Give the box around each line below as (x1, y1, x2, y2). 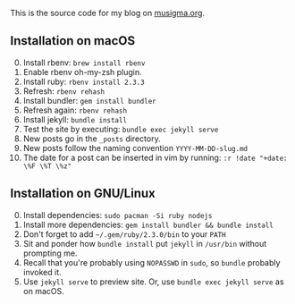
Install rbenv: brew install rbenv (22, 57, 146, 68)
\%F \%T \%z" (22, 161, 72, 171)
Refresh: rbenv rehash (22, 85, 105, 97)
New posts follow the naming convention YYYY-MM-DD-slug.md (22, 142, 249, 153)
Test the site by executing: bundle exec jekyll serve (22, 123, 219, 134)
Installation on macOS (10, 33, 136, 48)
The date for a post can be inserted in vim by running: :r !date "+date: (22, 152, 288, 163)
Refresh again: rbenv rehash (22, 105, 128, 115)
